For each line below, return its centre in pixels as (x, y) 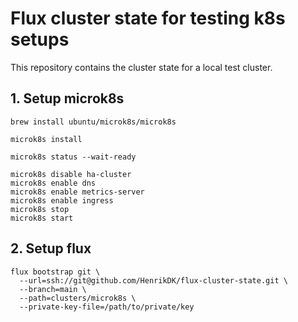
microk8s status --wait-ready (73, 157)
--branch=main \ (53, 289)
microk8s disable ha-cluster (71, 174)
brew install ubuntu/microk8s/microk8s (93, 122)
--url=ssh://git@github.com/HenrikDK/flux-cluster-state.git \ (153, 280)
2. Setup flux (51, 248)
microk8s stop (40, 209)
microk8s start (42, 218)
